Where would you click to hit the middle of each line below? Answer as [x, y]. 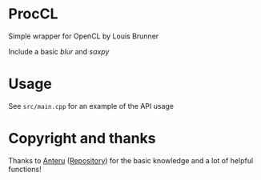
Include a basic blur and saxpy [59, 51]
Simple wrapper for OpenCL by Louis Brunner [84, 36]
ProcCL [33, 14]
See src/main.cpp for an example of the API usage [91, 106]
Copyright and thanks [82, 139]
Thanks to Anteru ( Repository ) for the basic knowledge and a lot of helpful [131, 160]
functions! [25, 169]
